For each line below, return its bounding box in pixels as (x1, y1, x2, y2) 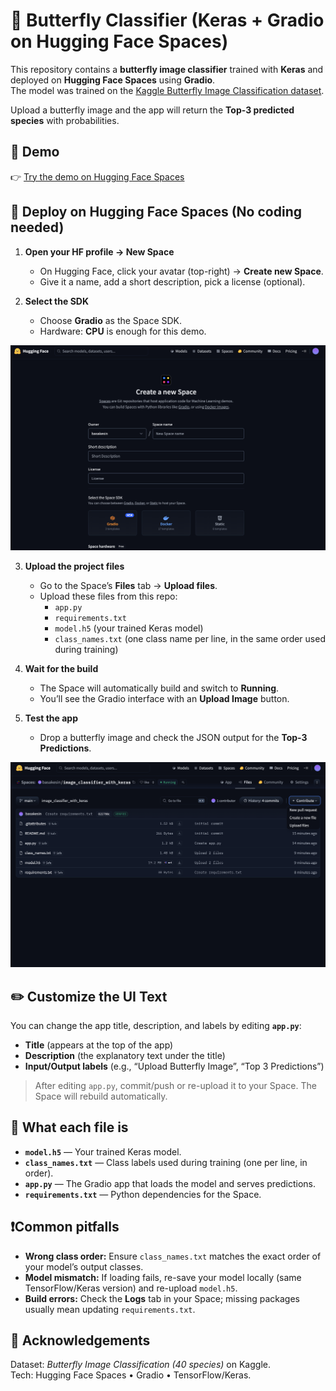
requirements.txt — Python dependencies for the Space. (24, 1188, 262, 1200)
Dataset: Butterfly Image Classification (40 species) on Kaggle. (10, 1359, 271, 1371)
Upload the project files (24, 560, 125, 572)
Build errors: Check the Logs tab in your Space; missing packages (24, 1292, 300, 1304)
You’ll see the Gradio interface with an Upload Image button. (39, 692, 290, 704)
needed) (10, 219, 65, 236)
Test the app (24, 712, 78, 724)
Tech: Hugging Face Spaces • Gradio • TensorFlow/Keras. (10, 1369, 252, 1381)
